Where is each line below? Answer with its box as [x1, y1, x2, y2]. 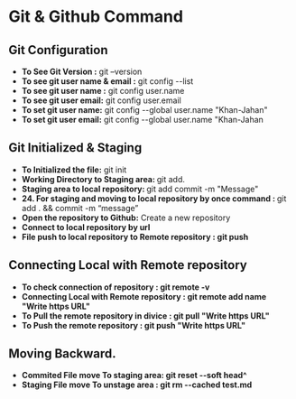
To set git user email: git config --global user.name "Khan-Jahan [21, 115, 264, 125]
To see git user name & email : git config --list [21, 76, 194, 87]
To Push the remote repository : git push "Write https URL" [21, 320, 245, 330]
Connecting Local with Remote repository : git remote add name [21, 291, 267, 302]
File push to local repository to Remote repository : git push [21, 231, 249, 242]
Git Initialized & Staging [8, 140, 143, 155]
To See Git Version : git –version [21, 66, 143, 77]
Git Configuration [8, 42, 108, 58]
